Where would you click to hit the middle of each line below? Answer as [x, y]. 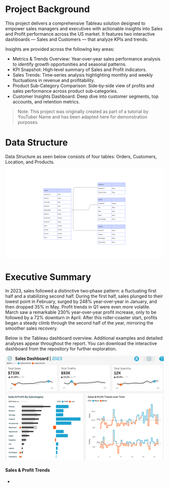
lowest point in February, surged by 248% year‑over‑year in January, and [81, 301]
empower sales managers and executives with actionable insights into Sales [84, 28]
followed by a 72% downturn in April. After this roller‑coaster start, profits [81, 318]
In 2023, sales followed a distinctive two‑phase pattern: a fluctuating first [81, 291]
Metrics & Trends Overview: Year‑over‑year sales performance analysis [87, 58]
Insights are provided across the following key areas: [60, 49]
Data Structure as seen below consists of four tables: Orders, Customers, [81, 156]
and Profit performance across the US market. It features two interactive [80, 34]
